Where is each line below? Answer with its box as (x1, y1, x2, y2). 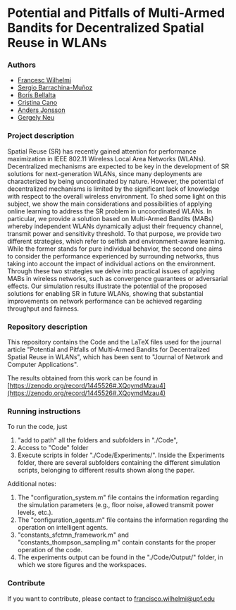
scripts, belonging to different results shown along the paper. (17, 466, 195, 475)
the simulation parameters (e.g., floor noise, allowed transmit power (17, 501, 214, 509)
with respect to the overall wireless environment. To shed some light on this (7, 192, 227, 200)
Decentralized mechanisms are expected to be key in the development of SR (7, 162, 230, 170)
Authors (7, 60, 37, 70)
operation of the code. (17, 546, 83, 554)
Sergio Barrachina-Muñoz (17, 83, 93, 92)
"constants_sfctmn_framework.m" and (17, 530, 129, 540)
